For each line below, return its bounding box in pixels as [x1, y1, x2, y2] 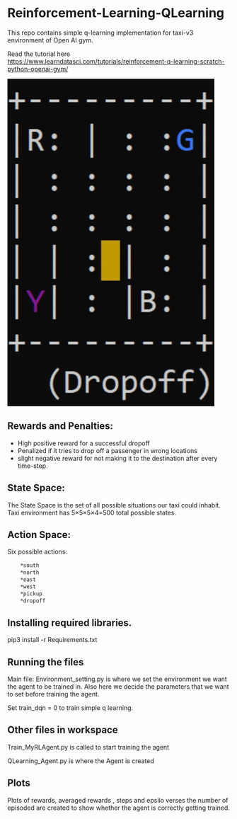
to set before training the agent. [7, 690, 100, 698]
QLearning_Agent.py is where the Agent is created [7, 756, 154, 765]
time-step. [17, 462, 48, 470]
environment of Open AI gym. [7, 35, 93, 44]
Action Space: [7, 529, 71, 541]
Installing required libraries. [7, 617, 132, 629]
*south [20, 562, 40, 569]
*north [20, 569, 40, 576]
